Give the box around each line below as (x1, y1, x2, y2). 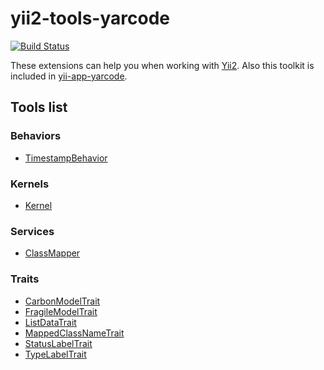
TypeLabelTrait (24, 348, 87, 360)
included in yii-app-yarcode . (10, 70, 128, 82)
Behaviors (10, 129, 62, 143)
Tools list (10, 99, 68, 116)
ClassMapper (24, 247, 81, 259)
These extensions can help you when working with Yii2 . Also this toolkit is (10, 59, 315, 71)
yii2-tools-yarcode (10, 7, 170, 30)
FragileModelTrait (24, 305, 98, 317)
